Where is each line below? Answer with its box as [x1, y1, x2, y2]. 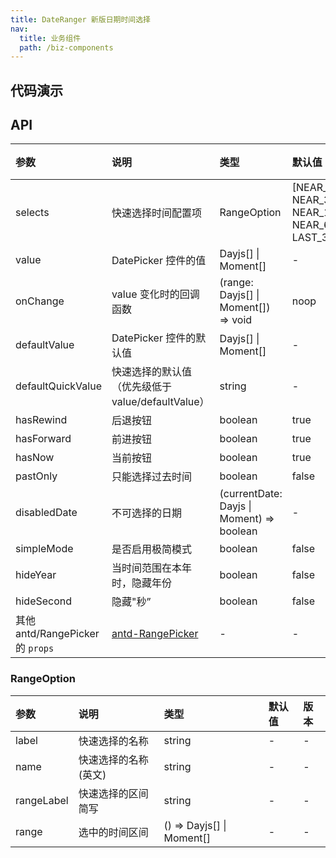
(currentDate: [219, 487, 283, 501]
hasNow [15, 451, 55, 465]
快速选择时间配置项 [111, 206, 202, 220]
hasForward [15, 432, 72, 446]
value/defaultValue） [111, 395, 210, 409]
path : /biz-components [19, 42, 114, 53]
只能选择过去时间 [111, 470, 192, 484]
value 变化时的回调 [111, 287, 200, 301]
